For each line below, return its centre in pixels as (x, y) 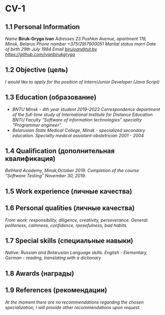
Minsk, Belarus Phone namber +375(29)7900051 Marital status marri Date (81, 44)
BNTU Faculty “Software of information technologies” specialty (77, 119)
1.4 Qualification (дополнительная (60, 151)
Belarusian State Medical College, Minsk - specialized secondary (79, 130)
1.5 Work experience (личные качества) (69, 191)
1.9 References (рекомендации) (56, 290)
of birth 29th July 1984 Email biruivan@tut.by (51, 49)
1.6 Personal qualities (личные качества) (70, 208)
